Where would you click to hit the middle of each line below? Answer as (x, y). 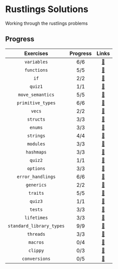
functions (36, 70)
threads (36, 234)
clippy (36, 250)
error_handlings (36, 177)
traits (36, 193)
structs (36, 119)
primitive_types (36, 103)
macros (36, 242)
